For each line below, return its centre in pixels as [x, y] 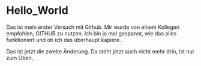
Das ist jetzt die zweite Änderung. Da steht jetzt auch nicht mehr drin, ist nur [100, 51]
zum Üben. [20, 58]
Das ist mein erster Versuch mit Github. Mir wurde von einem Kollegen [93, 27]
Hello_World [37, 10]
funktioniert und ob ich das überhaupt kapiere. [64, 40]
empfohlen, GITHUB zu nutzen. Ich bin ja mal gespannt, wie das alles [91, 33]
